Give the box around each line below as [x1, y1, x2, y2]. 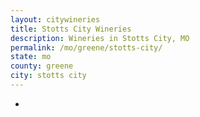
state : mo [10, 52, 52, 62]
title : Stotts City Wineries [10, 24, 132, 34]
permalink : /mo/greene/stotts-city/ [10, 42, 163, 53]
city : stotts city [10, 71, 87, 81]
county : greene [10, 61, 74, 71]
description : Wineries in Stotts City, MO [10, 33, 190, 43]
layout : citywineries [10, 14, 101, 25]
